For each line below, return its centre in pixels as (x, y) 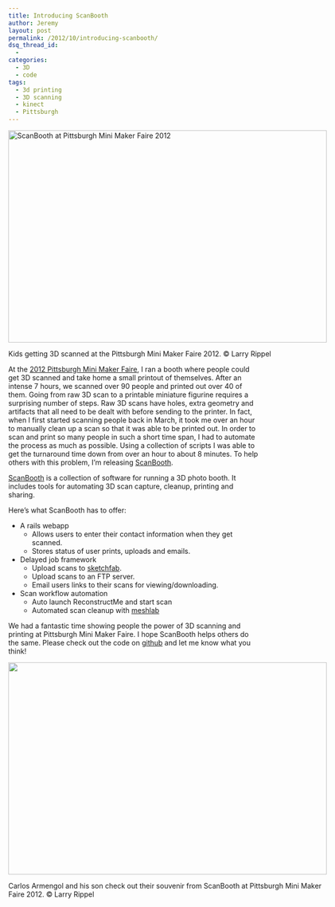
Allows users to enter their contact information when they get (132, 534)
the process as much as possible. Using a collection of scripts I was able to (132, 446)
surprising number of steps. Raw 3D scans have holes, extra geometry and (131, 403)
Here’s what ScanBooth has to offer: (67, 510)
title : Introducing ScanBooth (58, 16)
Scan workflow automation (64, 593)
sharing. (22, 495)
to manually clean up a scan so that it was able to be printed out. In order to (132, 428)
